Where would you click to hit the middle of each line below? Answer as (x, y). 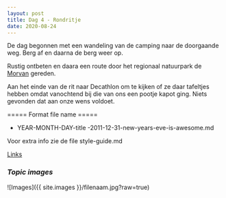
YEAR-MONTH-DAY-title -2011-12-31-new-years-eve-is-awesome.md (115, 128)
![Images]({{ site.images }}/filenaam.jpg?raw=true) (78, 187)
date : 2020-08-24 (32, 26)
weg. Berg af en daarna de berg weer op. (65, 53)
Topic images (30, 172)
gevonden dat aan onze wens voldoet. (61, 101)
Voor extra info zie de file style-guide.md (65, 141)
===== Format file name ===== (52, 114)
